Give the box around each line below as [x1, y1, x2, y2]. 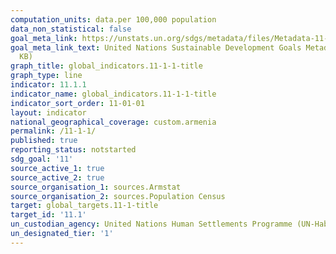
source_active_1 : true [10, 163, 105, 173]
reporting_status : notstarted [10, 145, 137, 155]
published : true [10, 136, 78, 146]
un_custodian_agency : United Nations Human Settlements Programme [10, 219, 293, 230]
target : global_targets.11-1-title [10, 201, 159, 211]
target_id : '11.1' [10, 210, 87, 220]
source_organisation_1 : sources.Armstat [10, 182, 182, 192]
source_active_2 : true [10, 172, 105, 183]
